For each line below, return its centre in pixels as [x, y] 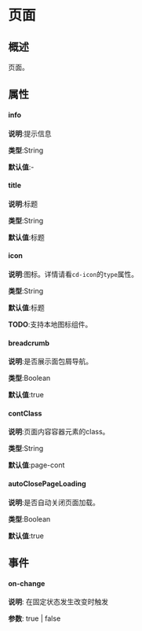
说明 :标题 [23, 204]
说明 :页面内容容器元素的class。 [59, 432]
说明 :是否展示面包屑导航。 [51, 361]
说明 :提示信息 [30, 133]
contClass [25, 413]
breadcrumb [29, 343]
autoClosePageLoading [47, 483]
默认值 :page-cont [36, 465]
